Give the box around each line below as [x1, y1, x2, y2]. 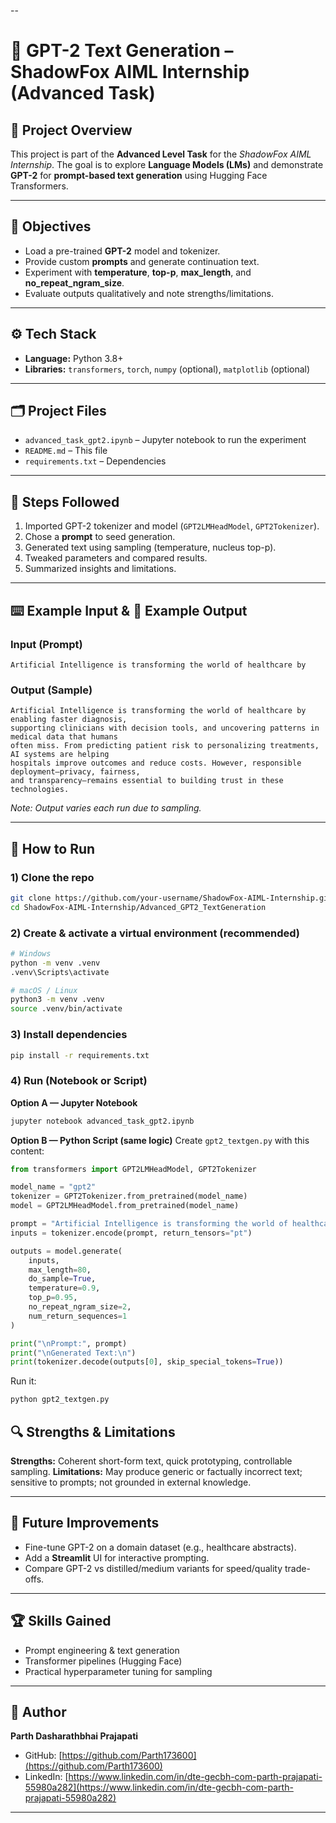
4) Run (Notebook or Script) [10, 1074, 148, 1088]
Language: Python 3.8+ [24, 352, 124, 364]
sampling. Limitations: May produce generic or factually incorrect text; [10, 1466, 303, 1477]
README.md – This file [24, 445, 108, 457]
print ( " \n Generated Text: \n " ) [10, 1348, 137, 1358]
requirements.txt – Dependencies [24, 455, 167, 467]
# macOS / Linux [10, 985, 78, 995]
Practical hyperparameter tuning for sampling [24, 1665, 213, 1677]
